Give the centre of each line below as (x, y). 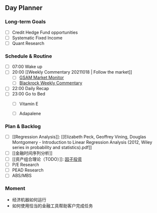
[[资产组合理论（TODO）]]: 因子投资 (47, 159)
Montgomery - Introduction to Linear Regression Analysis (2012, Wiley (82, 142)
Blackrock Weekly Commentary (51, 83)
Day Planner (24, 8)
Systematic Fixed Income (37, 38)
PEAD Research (28, 170)
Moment (15, 188)
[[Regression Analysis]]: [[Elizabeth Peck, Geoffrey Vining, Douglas (79, 137)
